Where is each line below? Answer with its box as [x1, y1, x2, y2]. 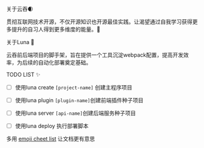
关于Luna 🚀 [6, 39, 35, 45]
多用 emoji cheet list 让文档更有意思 [6, 135, 95, 143]
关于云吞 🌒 [6, 5, 33, 12]
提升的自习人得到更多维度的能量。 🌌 [11, 26, 101, 33]
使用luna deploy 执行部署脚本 [15, 123, 89, 130]
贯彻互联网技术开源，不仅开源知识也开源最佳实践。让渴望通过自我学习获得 [6, 18, 192, 25]
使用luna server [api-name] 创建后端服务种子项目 [15, 109, 137, 117]
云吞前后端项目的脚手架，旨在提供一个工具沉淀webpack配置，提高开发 [6, 51, 184, 59]
